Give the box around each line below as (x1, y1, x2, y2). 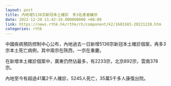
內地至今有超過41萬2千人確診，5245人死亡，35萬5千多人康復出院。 (5, 75, 148, 81)
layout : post (5, 7, 33, 13)
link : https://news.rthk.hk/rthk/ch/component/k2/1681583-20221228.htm (5, 21, 161, 27)
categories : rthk (5, 26, 42, 32)
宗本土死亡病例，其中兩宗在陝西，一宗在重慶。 (5, 47, 104, 53)
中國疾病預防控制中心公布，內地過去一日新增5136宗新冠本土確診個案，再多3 (5, 41, 166, 47)
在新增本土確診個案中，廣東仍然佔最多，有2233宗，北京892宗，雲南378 (5, 58, 159, 64)
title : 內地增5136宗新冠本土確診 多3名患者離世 (5, 12, 98, 17)
